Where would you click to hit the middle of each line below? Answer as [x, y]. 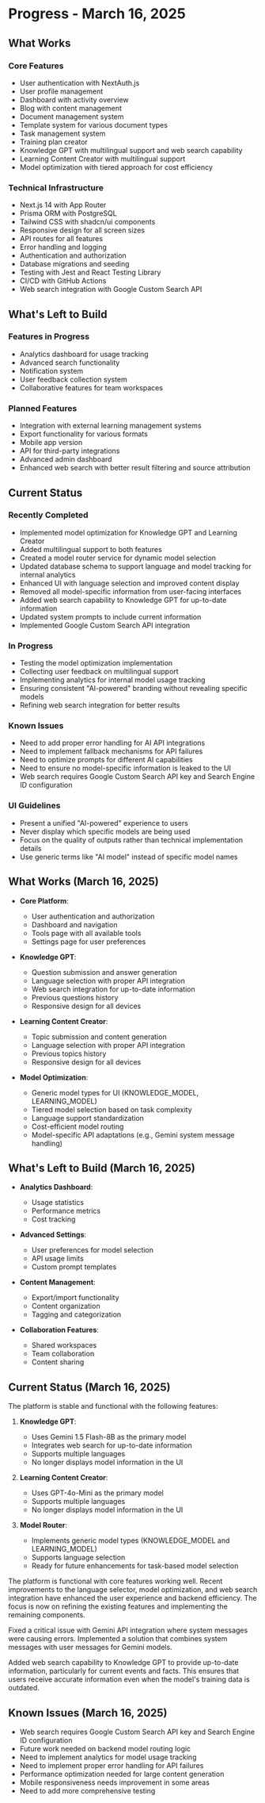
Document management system [72, 117]
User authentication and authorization [93, 916]
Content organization [66, 1306]
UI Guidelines [34, 806]
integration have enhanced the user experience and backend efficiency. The [132, 1598]
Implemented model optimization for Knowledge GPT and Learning [128, 532]
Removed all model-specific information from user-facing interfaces [131, 591]
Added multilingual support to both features [91, 549]
